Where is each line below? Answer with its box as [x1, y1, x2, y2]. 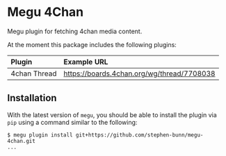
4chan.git [7, 137, 36, 144]
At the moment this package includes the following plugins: [7, 40, 177, 49]
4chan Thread [10, 69, 57, 78]
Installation [7, 92, 57, 104]
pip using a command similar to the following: [7, 118, 138, 126]
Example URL [63, 57, 108, 67]
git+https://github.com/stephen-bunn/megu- [75, 131, 204, 139]
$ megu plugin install [7, 131, 73, 139]
